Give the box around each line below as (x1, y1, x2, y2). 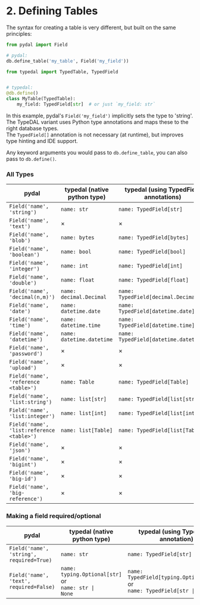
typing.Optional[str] (60, 570, 122, 578)
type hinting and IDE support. (6, 137, 79, 144)
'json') (9, 447, 31, 454)
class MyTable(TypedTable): (6, 96, 76, 102)
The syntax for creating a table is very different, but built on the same (6, 24, 177, 31)
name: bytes (60, 234, 95, 241)
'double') (9, 280, 37, 286)
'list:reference (9, 427, 55, 434)
